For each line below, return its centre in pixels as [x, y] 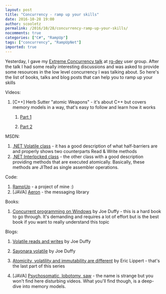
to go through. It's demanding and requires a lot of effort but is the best [85, 216]
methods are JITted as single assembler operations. [65, 167]
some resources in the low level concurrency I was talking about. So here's [82, 72]
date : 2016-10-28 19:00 [30, 19]
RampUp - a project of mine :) [43, 186]
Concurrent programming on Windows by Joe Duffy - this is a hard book [87, 211]
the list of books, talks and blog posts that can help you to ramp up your [79, 77]
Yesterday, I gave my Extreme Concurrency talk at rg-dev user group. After [82, 61]
